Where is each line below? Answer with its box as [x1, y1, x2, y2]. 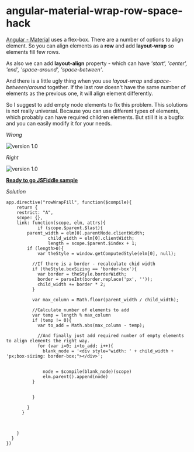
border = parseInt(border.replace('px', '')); [37, 276, 153, 282]
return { [16, 204, 38, 210]
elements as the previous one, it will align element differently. [6, 90, 154, 97]
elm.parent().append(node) [43, 373, 109, 379]
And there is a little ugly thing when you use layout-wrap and [6, 77, 153, 84]
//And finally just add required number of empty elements [37, 332, 184, 338]
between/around [6, 83, 47, 90]
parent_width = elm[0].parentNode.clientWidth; [27, 230, 145, 236]
